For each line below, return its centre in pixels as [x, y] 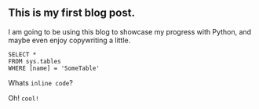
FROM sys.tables [35, 61]
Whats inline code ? [40, 82]
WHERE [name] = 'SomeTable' [54, 68]
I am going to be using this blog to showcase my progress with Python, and [130, 31]
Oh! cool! [24, 98]
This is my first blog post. [72, 13]
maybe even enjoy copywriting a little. [69, 40]
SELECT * [22, 54]
